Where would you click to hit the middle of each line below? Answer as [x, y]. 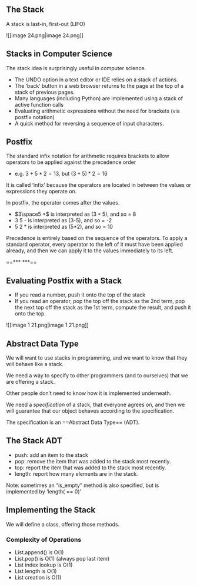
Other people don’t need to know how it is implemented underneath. [89, 393]
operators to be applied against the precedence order [71, 162]
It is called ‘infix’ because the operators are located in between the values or [99, 185]
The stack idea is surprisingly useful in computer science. [76, 68]
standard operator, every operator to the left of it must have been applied [95, 245]
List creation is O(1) [38, 577]
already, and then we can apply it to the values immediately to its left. [90, 251]
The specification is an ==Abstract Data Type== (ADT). [73, 422]
